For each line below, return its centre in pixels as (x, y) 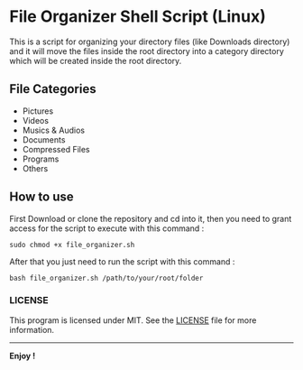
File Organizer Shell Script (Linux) (138, 17)
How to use (41, 197)
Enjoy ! (23, 356)
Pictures (38, 111)
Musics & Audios (54, 130)
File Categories (53, 89)
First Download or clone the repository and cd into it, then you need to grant (151, 218)
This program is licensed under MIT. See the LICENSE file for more (133, 320)
